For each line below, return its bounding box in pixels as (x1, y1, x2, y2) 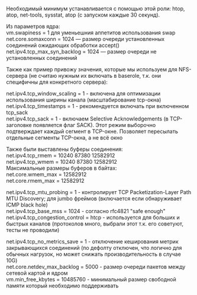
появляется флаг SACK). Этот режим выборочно (33, 122, 156, 128)
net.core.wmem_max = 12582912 (6, 171, 87, 177)
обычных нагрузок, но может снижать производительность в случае (6, 250, 182, 258)
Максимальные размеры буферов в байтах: (6, 164, 117, 172)
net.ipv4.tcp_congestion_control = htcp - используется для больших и (6, 214, 180, 221)
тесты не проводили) (6, 227, 60, 233)
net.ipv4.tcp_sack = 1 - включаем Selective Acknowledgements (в (6, 115, 169, 122)
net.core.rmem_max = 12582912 (6, 177, 85, 184)
